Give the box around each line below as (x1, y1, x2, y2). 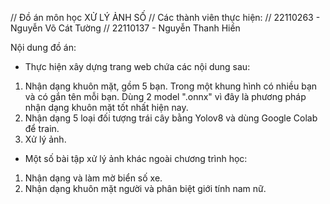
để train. (24, 123, 60, 134)
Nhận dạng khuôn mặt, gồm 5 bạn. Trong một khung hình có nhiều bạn (24, 80, 318, 92)
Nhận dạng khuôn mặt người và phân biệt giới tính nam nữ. (24, 183, 267, 194)
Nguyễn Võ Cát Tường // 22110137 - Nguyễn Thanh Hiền (10, 22, 241, 34)
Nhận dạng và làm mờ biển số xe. (24, 172, 163, 184)
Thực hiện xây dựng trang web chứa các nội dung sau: (24, 61, 251, 72)
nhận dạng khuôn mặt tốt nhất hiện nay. (24, 102, 189, 113)
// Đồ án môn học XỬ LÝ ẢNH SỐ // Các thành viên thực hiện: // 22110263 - (10, 12, 321, 23)
